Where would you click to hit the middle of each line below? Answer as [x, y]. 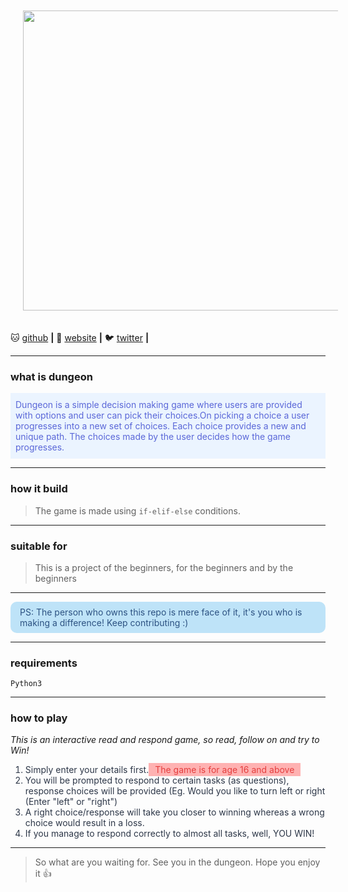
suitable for [39, 546]
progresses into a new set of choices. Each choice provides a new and [161, 426]
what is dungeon [51, 376]
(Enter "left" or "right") [71, 802]
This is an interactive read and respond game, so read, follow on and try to [165, 740]
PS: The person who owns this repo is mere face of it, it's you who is [161, 612]
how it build [39, 489]
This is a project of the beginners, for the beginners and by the [164, 567]
